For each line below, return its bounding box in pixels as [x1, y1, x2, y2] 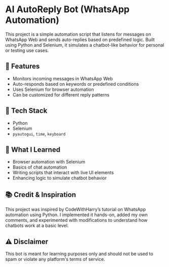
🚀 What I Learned [5, 145, 61, 154]
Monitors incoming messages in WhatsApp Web [12, 75, 113, 82]
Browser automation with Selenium [12, 159, 86, 165]
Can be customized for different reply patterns [12, 91, 110, 97]
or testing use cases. [5, 47, 49, 53]
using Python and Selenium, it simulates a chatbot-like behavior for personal [5, 42, 164, 48]
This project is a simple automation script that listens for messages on [5, 31, 151, 37]
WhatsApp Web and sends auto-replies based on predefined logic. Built [5, 37, 155, 43]
